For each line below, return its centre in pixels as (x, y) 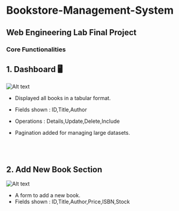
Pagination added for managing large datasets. (72, 133)
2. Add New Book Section (54, 170)
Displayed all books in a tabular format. (63, 98)
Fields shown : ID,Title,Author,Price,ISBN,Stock (72, 202)
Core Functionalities (36, 49)
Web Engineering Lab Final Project (71, 32)
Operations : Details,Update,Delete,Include (67, 121)
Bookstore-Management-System (90, 10)
